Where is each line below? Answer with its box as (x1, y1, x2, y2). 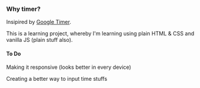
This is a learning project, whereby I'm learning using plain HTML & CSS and (6, 30, 195, 37)
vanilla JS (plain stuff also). (6, 37, 73, 44)
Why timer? (6, 5, 41, 13)
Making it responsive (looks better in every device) (6, 63, 132, 71)
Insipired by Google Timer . (6, 19, 72, 26)
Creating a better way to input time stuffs (6, 75, 108, 82)
